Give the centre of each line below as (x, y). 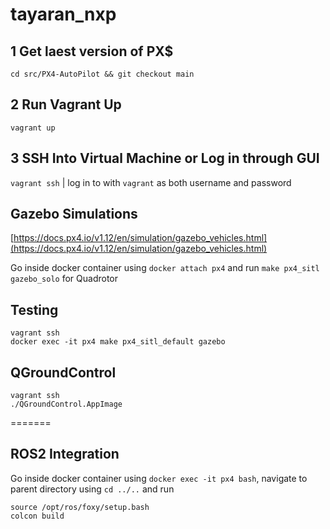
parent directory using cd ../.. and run (92, 489)
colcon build (37, 516)
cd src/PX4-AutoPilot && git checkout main (102, 74)
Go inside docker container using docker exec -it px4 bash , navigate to (159, 478)
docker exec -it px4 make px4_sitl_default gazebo (118, 342)
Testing (34, 309)
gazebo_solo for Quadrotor (64, 279)
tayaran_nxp (63, 14)
